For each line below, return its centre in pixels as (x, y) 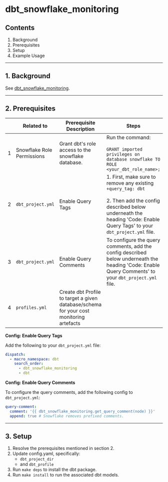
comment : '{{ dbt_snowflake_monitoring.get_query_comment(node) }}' (82, 411)
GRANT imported (124, 149)
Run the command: (129, 137)
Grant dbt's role (77, 144)
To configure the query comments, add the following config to (69, 392)
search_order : (29, 364)
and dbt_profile (37, 464)
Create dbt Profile (80, 292)
